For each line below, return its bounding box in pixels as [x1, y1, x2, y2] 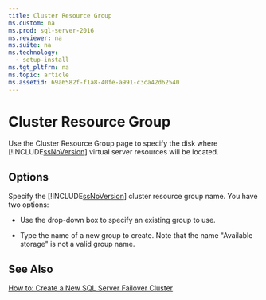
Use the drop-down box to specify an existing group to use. [19, 216, 217, 225]
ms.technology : [8, 49, 59, 56]
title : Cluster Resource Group [8, 11, 112, 20]
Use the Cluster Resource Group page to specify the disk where [8, 138, 218, 148]
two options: [8, 200, 49, 209]
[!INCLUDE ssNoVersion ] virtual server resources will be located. [8, 147, 219, 157]
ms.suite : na [8, 41, 52, 49]
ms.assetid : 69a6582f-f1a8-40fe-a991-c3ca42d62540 [8, 78, 180, 86]
